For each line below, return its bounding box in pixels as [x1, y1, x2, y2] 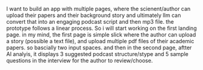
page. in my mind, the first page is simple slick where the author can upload [6, 31, 196, 38]
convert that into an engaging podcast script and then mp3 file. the [6, 18, 174, 25]
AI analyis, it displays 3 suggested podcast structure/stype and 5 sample [6, 51, 188, 57]
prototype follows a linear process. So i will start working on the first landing [6, 24, 197, 32]
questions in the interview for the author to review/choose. [6, 57, 153, 64]
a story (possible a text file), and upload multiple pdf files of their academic [6, 38, 194, 44]
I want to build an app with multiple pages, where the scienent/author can [6, 5, 191, 12]
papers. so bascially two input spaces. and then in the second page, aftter [6, 44, 192, 51]
